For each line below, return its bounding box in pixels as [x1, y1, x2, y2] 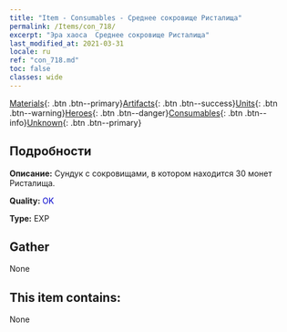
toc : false [9, 65, 51, 74]
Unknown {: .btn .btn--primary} [26, 117, 142, 128]
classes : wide [9, 73, 64, 82]
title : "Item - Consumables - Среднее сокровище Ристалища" [9, 13, 243, 23]
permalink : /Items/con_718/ [9, 22, 117, 31]
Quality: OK [9, 195, 55, 206]
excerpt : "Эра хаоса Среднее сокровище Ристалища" [9, 30, 210, 39]
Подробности [9, 143, 92, 160]
